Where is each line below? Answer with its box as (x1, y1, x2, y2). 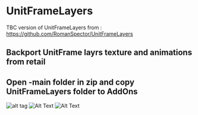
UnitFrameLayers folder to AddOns (6, 86, 138, 97)
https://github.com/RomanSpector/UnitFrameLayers (6, 30, 133, 37)
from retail (6, 57, 46, 67)
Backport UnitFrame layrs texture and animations (6, 48, 192, 58)
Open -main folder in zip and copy (6, 77, 135, 87)
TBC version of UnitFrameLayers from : (6, 24, 102, 31)
